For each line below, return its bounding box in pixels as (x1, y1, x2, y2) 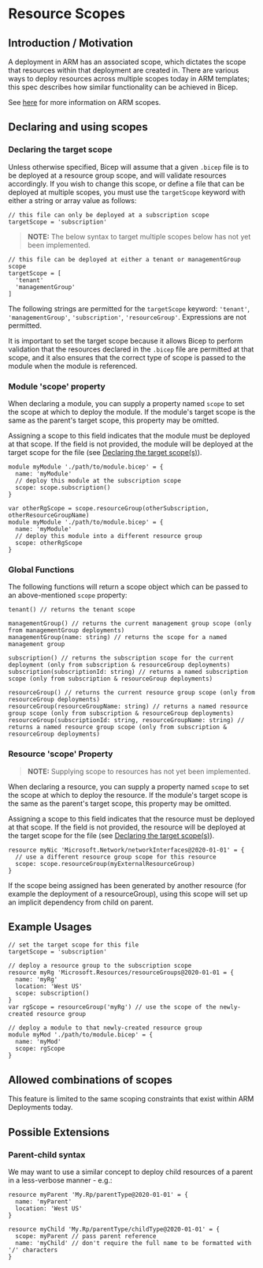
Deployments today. (8, 1103, 73, 1112)
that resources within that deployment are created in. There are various (8, 66, 239, 75)
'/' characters (8, 1246, 58, 1254)
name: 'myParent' (15, 1198, 72, 1206)
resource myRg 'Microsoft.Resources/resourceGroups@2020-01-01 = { (8, 969, 235, 976)
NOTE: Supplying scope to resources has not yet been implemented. (27, 766, 250, 776)
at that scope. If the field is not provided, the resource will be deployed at (8, 822, 246, 832)
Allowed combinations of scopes (8, 1073, 173, 1086)
